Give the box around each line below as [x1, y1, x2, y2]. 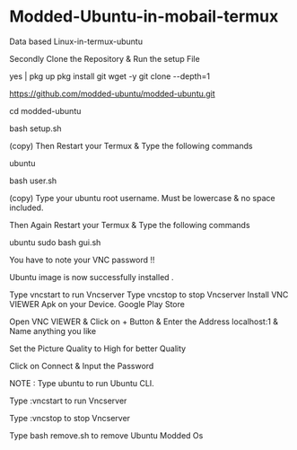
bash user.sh [9, 175, 57, 186]
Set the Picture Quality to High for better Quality [9, 343, 187, 354]
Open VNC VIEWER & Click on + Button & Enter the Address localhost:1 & [9, 316, 279, 327]
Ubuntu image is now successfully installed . [9, 271, 174, 282]
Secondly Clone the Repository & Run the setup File [9, 53, 200, 64]
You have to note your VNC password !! [9, 254, 155, 265]
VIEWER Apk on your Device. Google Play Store [9, 298, 186, 309]
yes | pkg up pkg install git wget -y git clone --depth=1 [9, 70, 211, 82]
